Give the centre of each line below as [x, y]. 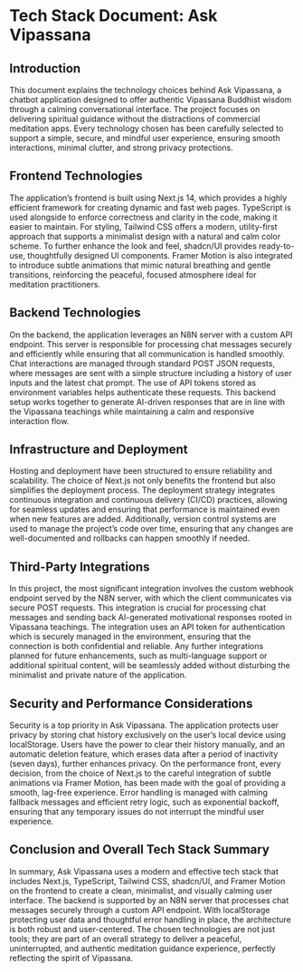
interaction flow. [39, 420]
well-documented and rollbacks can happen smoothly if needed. [130, 538]
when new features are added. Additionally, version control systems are [143, 519]
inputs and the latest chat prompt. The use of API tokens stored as [133, 382]
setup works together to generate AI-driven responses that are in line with [147, 401]
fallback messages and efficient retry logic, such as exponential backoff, [144, 802]
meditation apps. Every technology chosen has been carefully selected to [147, 128]
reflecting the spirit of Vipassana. [71, 958]
